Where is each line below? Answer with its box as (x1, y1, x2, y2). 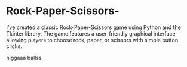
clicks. (6, 43, 22, 50)
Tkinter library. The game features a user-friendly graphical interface (6, 30, 176, 37)
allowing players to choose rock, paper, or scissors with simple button (6, 36, 178, 43)
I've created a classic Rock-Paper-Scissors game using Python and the (6, 24, 181, 31)
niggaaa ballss (6, 54, 42, 61)
